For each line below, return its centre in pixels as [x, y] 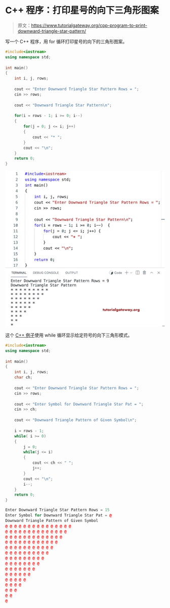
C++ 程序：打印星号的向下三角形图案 [82, 10]
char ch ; [24, 378]
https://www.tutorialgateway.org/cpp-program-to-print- [89, 25]
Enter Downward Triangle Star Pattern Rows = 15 [57, 510]
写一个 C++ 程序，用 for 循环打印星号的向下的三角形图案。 [66, 42]
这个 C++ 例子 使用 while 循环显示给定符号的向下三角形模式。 [69, 335]
